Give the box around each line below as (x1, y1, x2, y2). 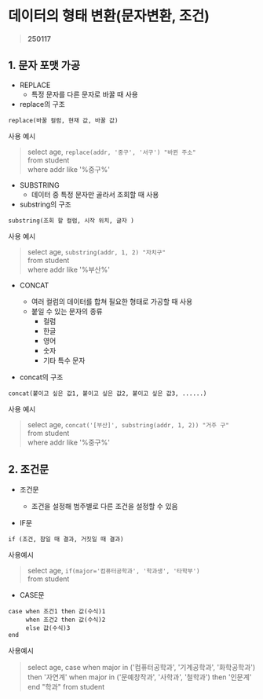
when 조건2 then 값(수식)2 (25, 616, 106, 624)
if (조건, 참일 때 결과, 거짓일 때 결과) (8, 536, 124, 543)
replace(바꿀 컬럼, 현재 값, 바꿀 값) (8, 116, 119, 124)
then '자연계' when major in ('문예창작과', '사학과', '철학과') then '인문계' (27, 672, 252, 682)
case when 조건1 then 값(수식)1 (8, 608, 106, 616)
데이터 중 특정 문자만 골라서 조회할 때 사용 (31, 189, 159, 199)
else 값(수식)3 (25, 624, 71, 632)
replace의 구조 (19, 99, 65, 108)
